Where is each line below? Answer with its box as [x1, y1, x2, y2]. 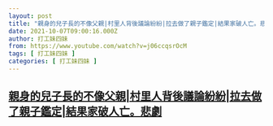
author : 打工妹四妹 [8, 34, 68, 43]
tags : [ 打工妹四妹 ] [8, 50, 76, 58]
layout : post [8, 11, 53, 20]
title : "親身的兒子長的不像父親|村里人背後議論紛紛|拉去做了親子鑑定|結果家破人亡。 [8, 20, 260, 28]
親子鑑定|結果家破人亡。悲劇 [19, 105, 162, 119]
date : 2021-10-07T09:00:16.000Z [8, 27, 118, 35]
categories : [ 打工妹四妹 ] [8, 58, 97, 66]
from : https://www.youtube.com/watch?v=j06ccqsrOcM [8, 42, 187, 50]
